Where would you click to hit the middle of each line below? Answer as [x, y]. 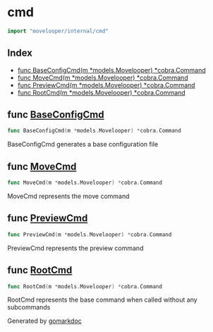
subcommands [29, 307]
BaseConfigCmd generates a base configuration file [83, 145]
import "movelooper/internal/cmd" [58, 31]
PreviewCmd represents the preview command [75, 248]
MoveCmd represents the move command [68, 196]
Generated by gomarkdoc [45, 321]
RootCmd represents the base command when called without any [102, 300]
